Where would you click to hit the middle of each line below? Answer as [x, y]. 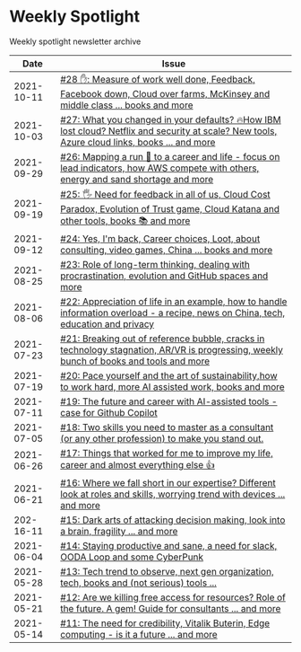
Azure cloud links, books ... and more [138, 142]
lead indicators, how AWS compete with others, [159, 168]
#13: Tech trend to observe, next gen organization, [167, 571]
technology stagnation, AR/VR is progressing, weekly [172, 349]
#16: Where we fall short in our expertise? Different [168, 482]
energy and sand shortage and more [137, 179]
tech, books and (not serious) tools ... [138, 583]
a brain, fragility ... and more [119, 531]
